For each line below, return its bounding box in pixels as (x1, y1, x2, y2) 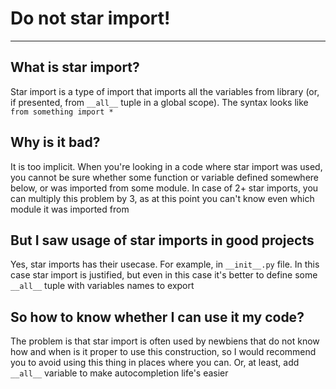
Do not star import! (10, 7, 171, 30)
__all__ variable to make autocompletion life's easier (10, 367, 229, 379)
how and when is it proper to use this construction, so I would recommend (10, 346, 317, 358)
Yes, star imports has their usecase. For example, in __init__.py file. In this (10, 258, 320, 271)
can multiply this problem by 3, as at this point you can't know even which (10, 192, 315, 204)
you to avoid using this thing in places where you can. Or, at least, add (10, 357, 300, 369)
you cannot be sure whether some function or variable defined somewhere (10, 171, 320, 183)
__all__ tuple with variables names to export (10, 280, 195, 292)
